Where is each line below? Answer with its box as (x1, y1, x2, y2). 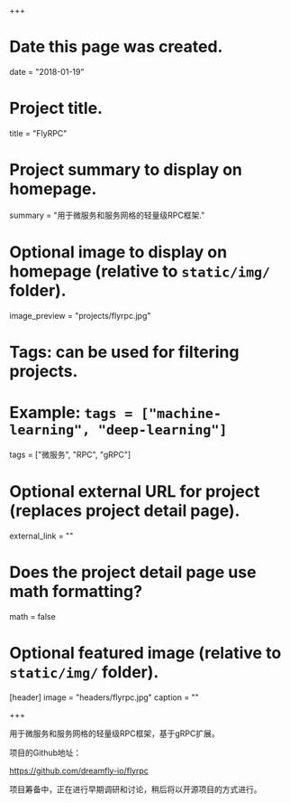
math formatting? (9, 582, 142, 602)
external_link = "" (9, 530, 74, 541)
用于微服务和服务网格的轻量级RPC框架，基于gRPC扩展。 (9, 728, 220, 739)
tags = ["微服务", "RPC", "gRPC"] (9, 449, 131, 460)
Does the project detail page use (9, 562, 257, 583)
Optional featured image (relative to (9, 642, 282, 663)
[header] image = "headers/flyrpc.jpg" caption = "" (9, 692, 200, 703)
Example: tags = (9, 403, 133, 423)
